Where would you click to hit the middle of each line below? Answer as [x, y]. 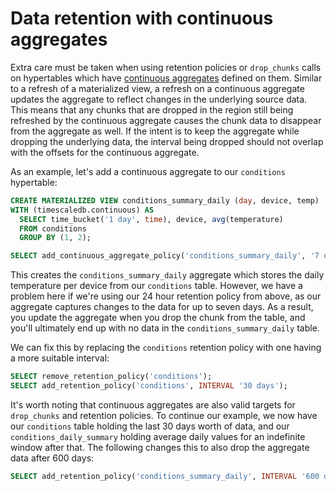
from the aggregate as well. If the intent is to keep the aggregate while [155, 131]
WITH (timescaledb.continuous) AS [82, 210]
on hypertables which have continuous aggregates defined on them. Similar [166, 78]
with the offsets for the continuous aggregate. [105, 152]
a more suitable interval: [60, 358]
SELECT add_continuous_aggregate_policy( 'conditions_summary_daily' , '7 [165, 256]
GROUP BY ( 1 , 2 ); [55, 238]
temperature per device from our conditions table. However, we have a [156, 286]
